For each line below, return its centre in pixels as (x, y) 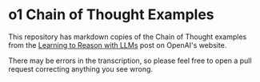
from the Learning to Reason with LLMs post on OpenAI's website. (118, 45)
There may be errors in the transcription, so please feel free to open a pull (130, 61)
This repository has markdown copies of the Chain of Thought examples (128, 37)
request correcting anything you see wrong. (81, 68)
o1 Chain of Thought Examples (111, 15)
